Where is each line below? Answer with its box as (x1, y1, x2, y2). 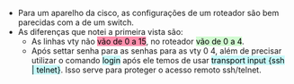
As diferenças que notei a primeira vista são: (17, 27, 183, 37)
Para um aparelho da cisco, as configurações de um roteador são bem (17, 8, 280, 18)
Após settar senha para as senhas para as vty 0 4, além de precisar (31, 46, 282, 56)
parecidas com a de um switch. (17, 17, 135, 28)
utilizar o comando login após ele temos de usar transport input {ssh (31, 55, 285, 65)
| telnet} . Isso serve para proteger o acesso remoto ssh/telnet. (31, 64, 263, 75)
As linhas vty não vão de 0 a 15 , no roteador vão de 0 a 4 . (31, 36, 245, 46)
